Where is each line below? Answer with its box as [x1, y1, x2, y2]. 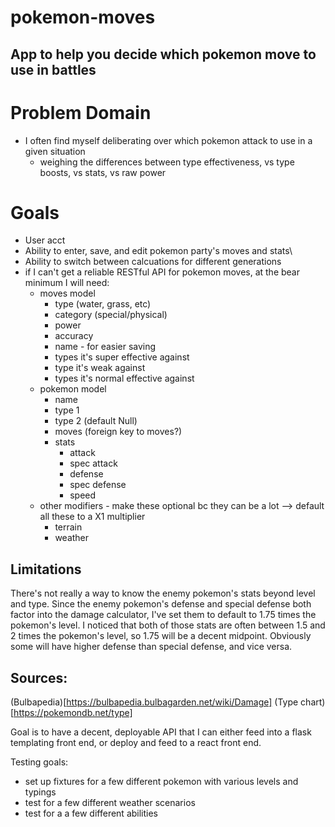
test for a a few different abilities [24, 807, 159, 820]
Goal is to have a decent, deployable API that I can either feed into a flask [10, 726, 312, 738]
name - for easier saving [54, 341, 157, 353]
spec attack [69, 457, 118, 470]
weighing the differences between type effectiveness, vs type [39, 156, 295, 168]
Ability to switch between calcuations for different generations [24, 256, 282, 268]
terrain [54, 521, 83, 533]
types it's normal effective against [54, 372, 195, 385]
